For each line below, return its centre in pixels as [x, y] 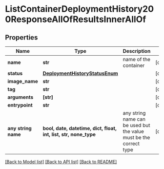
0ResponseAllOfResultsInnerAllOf [76, 19]
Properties [21, 37]
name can [134, 119]
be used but [136, 125]
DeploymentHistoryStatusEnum [80, 73]
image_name [23, 81]
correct [131, 144]
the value [133, 131]
